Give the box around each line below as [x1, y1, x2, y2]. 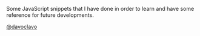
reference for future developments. [6, 11, 94, 19]
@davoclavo [6, 23, 38, 30]
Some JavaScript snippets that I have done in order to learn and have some [6, 5, 195, 12]
